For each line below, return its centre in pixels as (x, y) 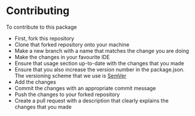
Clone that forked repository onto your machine (72, 45)
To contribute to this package (42, 27)
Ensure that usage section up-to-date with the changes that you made (99, 63)
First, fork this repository (44, 38)
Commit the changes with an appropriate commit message (85, 88)
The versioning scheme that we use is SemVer (71, 76)
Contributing (38, 11)
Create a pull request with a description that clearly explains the (91, 100)
